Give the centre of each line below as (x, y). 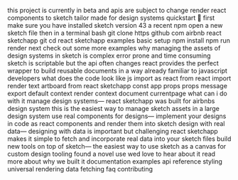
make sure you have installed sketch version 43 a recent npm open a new (115, 25)
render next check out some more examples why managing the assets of (114, 48)
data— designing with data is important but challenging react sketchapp (113, 131)
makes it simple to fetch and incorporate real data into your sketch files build (119, 139)
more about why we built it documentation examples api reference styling (115, 162)
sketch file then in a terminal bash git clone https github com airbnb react (114, 33)
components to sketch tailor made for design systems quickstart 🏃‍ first (111, 18)
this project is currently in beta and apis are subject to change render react (117, 10)
